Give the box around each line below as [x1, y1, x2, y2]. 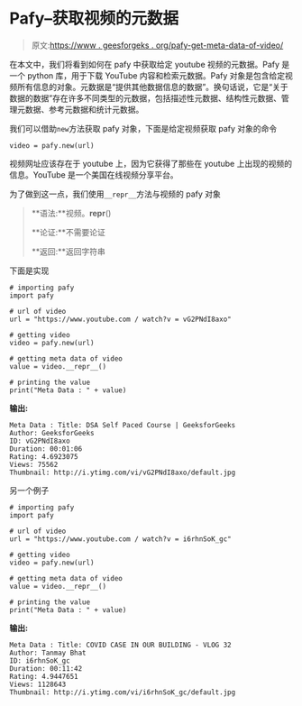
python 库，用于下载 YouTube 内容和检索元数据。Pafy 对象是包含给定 [26, 69, 286, 81]
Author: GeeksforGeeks [9, 428, 95, 437]
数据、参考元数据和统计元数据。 [24, 104, 144, 115]
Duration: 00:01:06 [9, 444, 83, 454]
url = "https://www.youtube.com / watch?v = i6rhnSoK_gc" [9, 534, 232, 544]
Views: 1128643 [9, 680, 67, 689]
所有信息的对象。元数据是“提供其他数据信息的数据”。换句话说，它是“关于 [16, 81, 288, 92]
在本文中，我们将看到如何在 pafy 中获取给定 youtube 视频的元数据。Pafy [9, 59, 280, 69]
